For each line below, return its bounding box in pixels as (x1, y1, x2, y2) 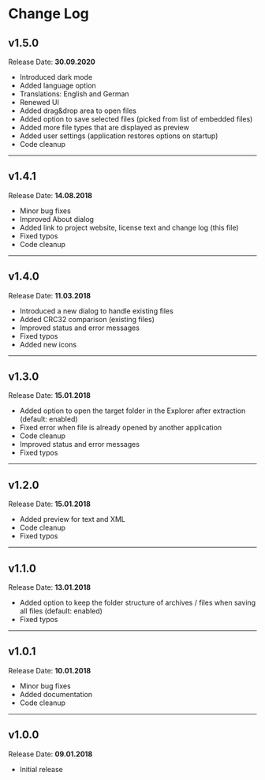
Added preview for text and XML (19, 515, 126, 524)
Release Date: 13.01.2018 (8, 583, 91, 592)
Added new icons (19, 339, 77, 349)
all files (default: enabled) (19, 606, 103, 616)
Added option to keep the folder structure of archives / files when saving (19, 598, 256, 608)
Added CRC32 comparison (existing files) (19, 314, 155, 324)
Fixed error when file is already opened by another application (19, 423, 222, 433)
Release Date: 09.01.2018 (8, 749, 93, 759)
